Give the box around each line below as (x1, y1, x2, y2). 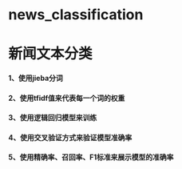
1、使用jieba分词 (8, 73, 64, 82)
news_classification (8, 6, 144, 24)
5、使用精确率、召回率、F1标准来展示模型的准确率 (8, 152, 174, 162)
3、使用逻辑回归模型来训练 (8, 113, 97, 123)
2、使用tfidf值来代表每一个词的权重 (8, 93, 125, 103)
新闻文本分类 (8, 45, 93, 63)
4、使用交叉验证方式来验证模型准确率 (8, 132, 133, 142)
